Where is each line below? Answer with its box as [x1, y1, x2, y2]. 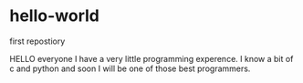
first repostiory [9, 36, 66, 47]
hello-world [9, 5, 100, 26]
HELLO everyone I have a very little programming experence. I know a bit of [9, 53, 294, 64]
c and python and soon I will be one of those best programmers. [9, 63, 251, 74]
